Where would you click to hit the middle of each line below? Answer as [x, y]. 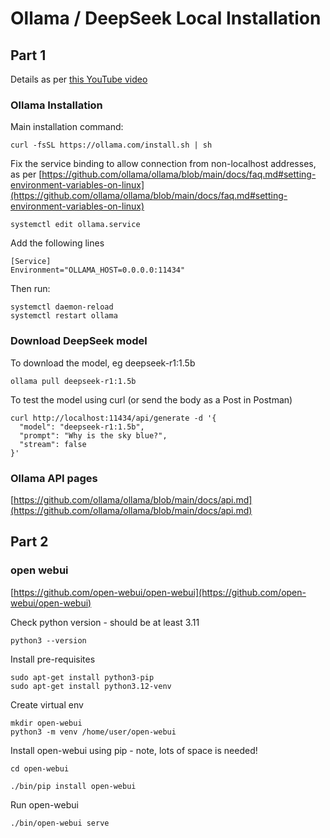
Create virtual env [47, 704]
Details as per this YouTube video [79, 79]
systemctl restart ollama [64, 316]
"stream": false [53, 444]
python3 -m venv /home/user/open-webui [93, 732]
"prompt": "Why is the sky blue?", [93, 435]
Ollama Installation [56, 105]
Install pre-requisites [53, 659]
